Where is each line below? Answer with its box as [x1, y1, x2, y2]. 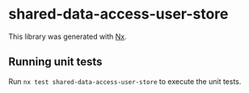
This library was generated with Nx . [8, 32, 127, 41]
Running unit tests [8, 55, 103, 69]
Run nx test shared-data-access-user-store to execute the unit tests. [8, 76, 242, 86]
